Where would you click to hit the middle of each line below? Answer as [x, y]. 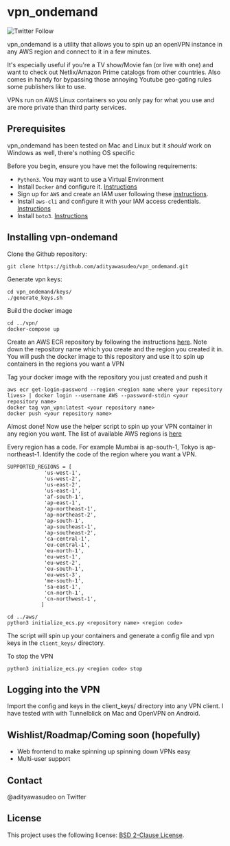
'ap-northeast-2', [70, 515]
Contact [25, 780]
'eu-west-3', [62, 575]
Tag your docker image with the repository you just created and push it [107, 377]
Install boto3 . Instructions [52, 215]
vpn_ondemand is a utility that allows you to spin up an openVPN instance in [115, 44]
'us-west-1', [62, 473]
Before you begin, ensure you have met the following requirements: [102, 166]
